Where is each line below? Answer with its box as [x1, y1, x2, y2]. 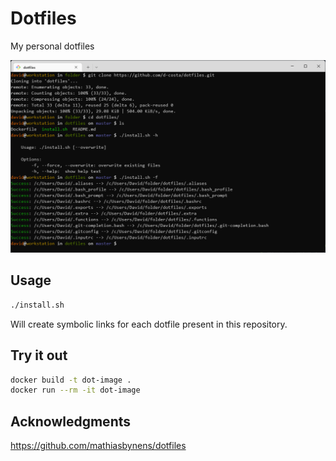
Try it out [10, 347, 68, 364]
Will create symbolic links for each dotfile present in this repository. [10, 318, 288, 330]
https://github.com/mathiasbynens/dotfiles [10, 440, 187, 452]
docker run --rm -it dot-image [10, 385, 141, 396]
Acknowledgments [10, 413, 132, 430]
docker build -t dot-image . [10, 375, 132, 385]
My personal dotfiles [10, 40, 95, 52]
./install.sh [10, 300, 65, 310]
